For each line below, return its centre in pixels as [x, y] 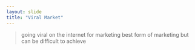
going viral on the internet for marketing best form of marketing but [105, 34]
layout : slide [24, 12]
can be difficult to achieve [54, 41]
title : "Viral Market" [35, 17]
